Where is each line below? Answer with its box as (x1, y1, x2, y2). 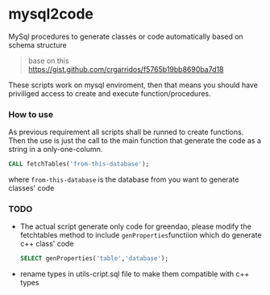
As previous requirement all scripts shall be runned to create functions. (8, 127, 244, 137)
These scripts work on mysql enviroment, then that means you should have (8, 80, 258, 90)
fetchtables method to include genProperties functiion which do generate (19, 230, 262, 240)
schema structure (8, 40, 67, 49)
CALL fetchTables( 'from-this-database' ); (8, 160, 150, 168)
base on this (27, 56, 70, 65)
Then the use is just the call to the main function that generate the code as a (8, 136, 262, 145)
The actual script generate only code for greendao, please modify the (19, 221, 251, 231)
